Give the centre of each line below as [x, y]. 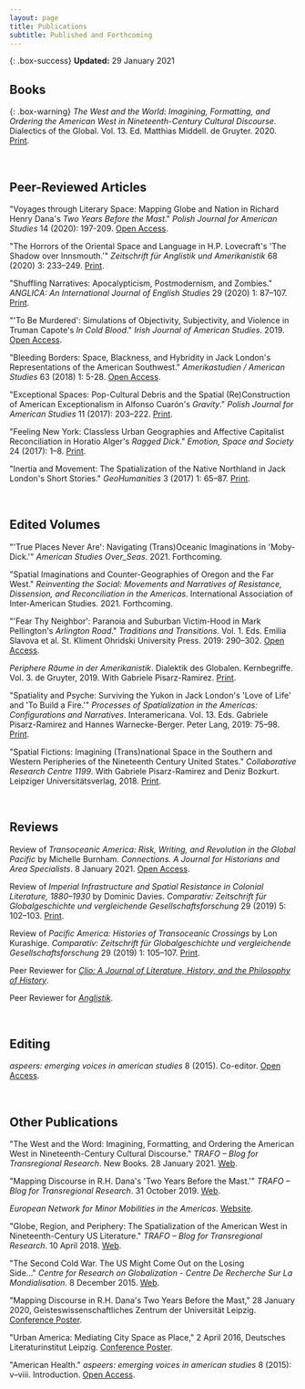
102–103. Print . [37, 915]
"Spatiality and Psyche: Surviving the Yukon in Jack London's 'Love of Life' [150, 695]
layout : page [34, 18]
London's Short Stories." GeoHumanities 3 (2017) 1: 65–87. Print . [130, 479]
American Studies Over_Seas [91, 556]
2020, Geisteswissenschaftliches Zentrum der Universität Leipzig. [133, 1310]
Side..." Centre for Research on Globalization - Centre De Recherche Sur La [151, 1273]
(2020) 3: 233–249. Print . [57, 265]
